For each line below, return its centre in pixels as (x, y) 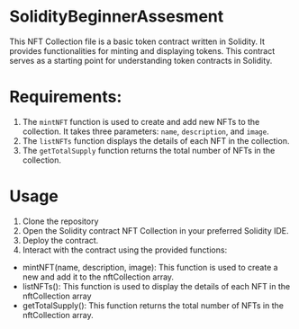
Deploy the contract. (60, 240)
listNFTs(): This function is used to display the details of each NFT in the (156, 286)
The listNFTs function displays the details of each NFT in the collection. (156, 140)
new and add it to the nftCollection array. (98, 277)
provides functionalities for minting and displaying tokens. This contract (142, 50)
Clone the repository (60, 221)
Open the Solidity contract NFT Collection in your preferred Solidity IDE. (156, 230)
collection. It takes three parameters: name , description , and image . (145, 131)
